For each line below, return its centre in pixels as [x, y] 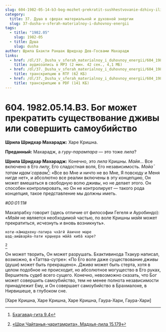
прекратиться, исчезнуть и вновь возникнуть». [55, 223]
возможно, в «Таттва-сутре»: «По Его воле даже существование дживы [82, 259]
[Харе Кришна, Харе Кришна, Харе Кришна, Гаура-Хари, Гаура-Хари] [78, 300]
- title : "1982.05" [30, 33]
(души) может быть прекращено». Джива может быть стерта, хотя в [78, 265]
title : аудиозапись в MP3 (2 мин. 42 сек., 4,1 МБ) [68, 65]
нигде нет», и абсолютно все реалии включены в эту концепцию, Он [78, 178]
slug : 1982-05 [28, 37]
